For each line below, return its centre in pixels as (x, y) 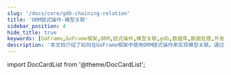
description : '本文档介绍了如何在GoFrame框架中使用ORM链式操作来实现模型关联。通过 (116, 45)
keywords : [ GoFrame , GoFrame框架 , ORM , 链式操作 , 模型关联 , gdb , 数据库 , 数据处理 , (111, 39)
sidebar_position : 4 (37, 26)
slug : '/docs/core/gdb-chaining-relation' (69, 13)
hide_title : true (32, 32)
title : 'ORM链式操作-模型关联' (48, 20)
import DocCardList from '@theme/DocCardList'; (76, 64)
